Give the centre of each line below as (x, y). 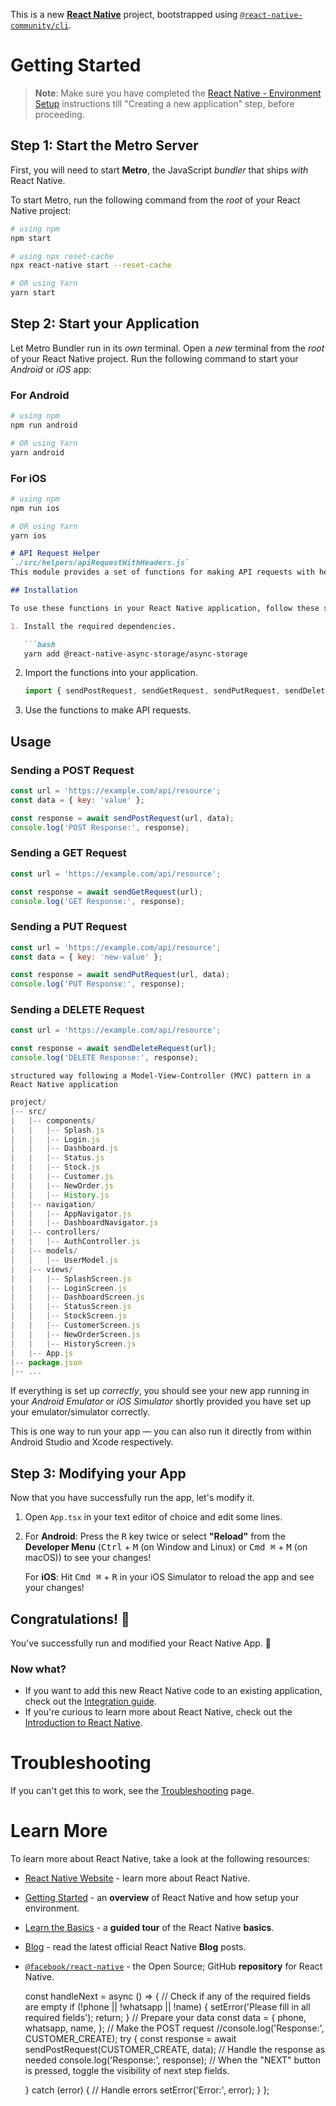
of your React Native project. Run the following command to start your (154, 358)
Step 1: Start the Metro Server (104, 145)
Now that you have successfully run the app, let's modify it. (132, 1498)
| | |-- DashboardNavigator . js (84, 1223)
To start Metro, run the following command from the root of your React (155, 200)
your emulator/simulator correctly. (80, 1412)
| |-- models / (44, 1251)
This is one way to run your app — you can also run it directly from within (161, 1431)
